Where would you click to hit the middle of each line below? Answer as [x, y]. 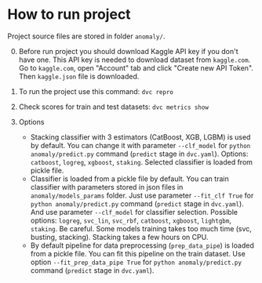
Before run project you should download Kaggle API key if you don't [128, 51]
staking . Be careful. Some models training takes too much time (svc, [141, 228]
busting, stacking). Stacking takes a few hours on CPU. [119, 237]
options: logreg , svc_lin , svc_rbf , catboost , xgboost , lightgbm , [131, 220]
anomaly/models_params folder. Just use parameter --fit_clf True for [142, 195]
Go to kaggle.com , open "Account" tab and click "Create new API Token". [136, 67]
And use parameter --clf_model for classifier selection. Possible [134, 212]
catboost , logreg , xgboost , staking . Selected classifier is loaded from [141, 161]
